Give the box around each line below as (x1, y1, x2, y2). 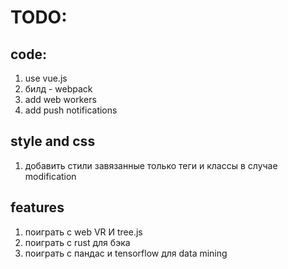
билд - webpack (24, 83, 93, 95)
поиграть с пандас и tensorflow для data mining (24, 247, 228, 259)
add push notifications (24, 104, 118, 116)
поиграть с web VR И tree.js (24, 226, 143, 238)
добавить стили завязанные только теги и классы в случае (24, 159, 278, 171)
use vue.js (24, 72, 68, 84)
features (10, 199, 65, 216)
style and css (10, 133, 96, 150)
